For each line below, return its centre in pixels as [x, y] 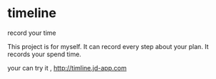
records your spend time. [45, 54]
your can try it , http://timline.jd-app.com [67, 68]
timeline [32, 13]
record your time [32, 33]
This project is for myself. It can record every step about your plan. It [108, 46]
